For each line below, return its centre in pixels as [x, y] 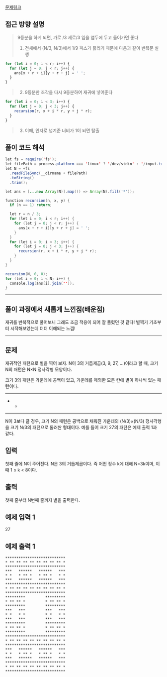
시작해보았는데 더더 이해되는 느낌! [43, 329]
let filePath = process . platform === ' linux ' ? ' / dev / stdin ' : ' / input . [82, 164]
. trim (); [19, 182]
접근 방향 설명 [25, 25]
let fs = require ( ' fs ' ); [31, 159]
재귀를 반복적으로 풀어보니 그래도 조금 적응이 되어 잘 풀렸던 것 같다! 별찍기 [77, 322]
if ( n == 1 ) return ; [31, 205]
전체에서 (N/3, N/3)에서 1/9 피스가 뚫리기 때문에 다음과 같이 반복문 [89, 48]
